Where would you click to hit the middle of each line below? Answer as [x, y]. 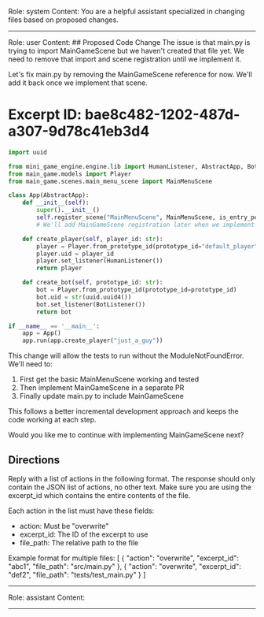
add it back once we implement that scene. [78, 83]
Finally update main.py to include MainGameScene [102, 396]
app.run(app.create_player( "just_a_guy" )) [93, 341]
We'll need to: [30, 364]
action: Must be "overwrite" [64, 526]
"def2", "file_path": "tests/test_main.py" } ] [77, 575]
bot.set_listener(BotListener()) [91, 304]
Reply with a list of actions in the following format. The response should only [132, 479]
